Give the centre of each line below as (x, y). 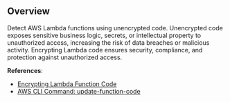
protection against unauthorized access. (65, 57)
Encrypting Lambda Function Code (67, 84)
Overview (29, 11)
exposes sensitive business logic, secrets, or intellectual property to (104, 35)
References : (25, 70)
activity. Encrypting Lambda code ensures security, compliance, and (105, 50)
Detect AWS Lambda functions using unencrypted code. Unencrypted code (115, 28)
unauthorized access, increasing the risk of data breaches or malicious (108, 42)
